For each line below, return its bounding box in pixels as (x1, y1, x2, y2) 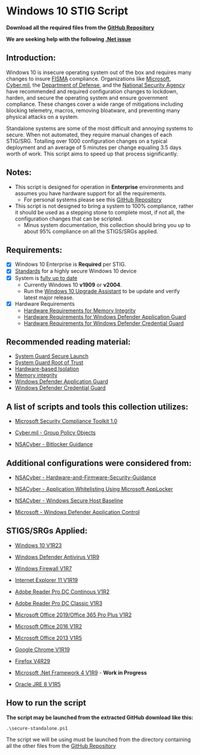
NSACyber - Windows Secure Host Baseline (14, 497, 124, 504)
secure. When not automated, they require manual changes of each (6, 131, 173, 138)
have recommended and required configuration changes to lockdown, (6, 88, 178, 95)
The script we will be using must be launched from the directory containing (6, 736, 191, 743)
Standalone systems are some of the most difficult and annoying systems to (6, 124, 193, 132)
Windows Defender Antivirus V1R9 (14, 553, 100, 560)
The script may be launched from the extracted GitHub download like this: (6, 714, 193, 721)
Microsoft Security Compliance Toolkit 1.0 (14, 418, 118, 425)
